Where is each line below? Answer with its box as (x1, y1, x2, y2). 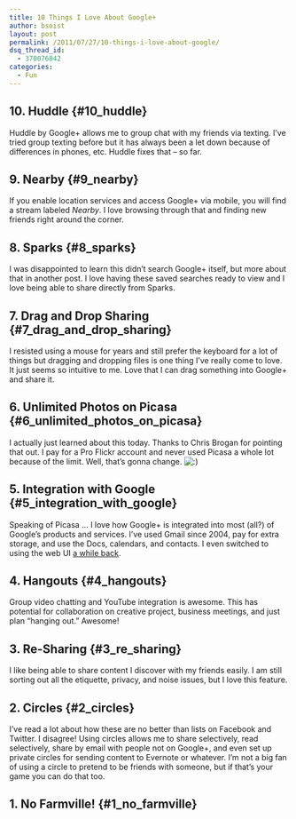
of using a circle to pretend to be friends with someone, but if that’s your (9, 761, 274, 773)
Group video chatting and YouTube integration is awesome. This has (9, 597, 259, 608)
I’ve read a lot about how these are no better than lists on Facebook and (9, 724, 272, 735)
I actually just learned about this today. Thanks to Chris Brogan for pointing (9, 437, 283, 448)
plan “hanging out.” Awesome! (9, 616, 120, 626)
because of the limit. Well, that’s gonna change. (9, 456, 183, 466)
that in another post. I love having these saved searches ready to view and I (9, 273, 285, 284)
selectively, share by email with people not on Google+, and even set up (9, 743, 272, 753)
